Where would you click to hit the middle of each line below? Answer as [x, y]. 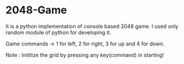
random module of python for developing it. [58, 32]
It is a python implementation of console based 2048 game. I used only [92, 26]
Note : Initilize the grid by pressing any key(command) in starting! [85, 55]
